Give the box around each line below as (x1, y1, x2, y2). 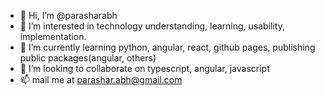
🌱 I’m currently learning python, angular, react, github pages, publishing (19, 41, 316, 53)
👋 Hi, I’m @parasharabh (19, 10, 118, 21)
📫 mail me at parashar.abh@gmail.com (19, 74, 183, 85)
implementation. (19, 31, 87, 42)
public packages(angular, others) (19, 52, 157, 64)
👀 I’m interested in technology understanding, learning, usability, (19, 20, 285, 32)
